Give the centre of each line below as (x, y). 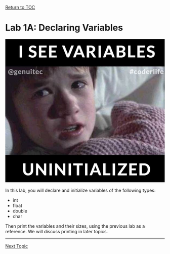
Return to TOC (20, 7)
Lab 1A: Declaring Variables (64, 28)
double (20, 211)
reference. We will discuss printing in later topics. (57, 231)
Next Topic (17, 246)
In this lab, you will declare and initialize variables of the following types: (80, 190)
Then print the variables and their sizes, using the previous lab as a (75, 226)
